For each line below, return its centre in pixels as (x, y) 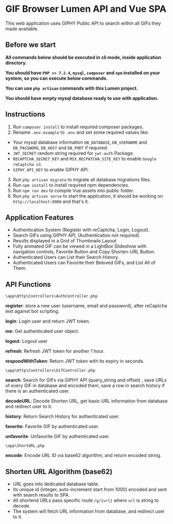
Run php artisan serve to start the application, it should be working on (88, 196)
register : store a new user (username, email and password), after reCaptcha (86, 306)
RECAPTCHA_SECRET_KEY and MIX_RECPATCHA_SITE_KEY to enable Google (85, 159)
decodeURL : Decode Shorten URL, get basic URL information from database (86, 401)
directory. (16, 63)
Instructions (25, 115)
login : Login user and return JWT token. (48, 321)
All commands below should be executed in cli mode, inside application (83, 57)
